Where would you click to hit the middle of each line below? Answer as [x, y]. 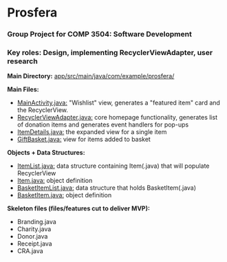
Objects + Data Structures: [46, 153]
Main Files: [23, 89]
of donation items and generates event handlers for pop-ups [103, 124]
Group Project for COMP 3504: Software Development [100, 34]
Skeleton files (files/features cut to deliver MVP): [78, 208]
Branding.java [36, 222]
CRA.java [30, 251]
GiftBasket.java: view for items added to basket [84, 140]
